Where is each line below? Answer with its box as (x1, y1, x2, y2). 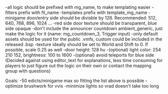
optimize (5, 83, 24, 89)
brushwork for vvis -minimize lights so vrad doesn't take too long (24, 83, 159, 89)
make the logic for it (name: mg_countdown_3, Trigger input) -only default (5, 31, 158, 36)
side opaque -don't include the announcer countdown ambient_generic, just (5, 25, 163, 31)
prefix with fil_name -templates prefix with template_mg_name (18, 9, 147, 15)
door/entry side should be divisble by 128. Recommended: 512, (27, 15, 157, 20)
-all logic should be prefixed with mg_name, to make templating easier (5, 4, 151, 10)
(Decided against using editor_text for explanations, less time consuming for (5, 57, 163, 63)
